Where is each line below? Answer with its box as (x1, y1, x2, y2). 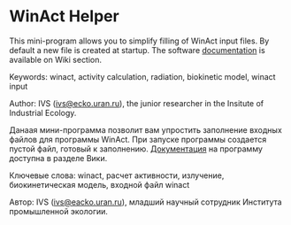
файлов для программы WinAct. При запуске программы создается (9, 134, 267, 144)
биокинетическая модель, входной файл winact (9, 179, 190, 190)
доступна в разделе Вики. (9, 152, 108, 163)
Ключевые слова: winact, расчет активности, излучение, (9, 170, 225, 181)
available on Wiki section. (9, 54, 103, 65)
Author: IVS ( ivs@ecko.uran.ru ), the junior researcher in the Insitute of (9, 97, 264, 108)
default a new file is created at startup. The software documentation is (9, 44, 265, 55)
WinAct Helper (9, 6, 119, 27)
